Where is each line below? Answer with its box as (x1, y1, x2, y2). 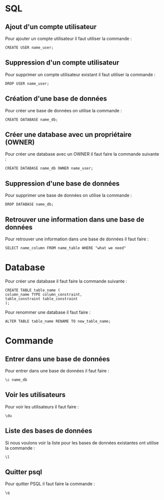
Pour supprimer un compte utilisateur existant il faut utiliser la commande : (5, 71, 156, 77)
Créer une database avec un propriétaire (5, 131, 132, 139)
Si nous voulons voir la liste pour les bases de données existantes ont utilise (5, 439, 159, 446)
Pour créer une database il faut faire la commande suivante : (5, 278, 128, 284)
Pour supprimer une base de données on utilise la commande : (5, 193, 132, 199)
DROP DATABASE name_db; (5, 202, 54, 207)
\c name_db (5, 377, 27, 382)
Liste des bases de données (5, 427, 92, 435)
